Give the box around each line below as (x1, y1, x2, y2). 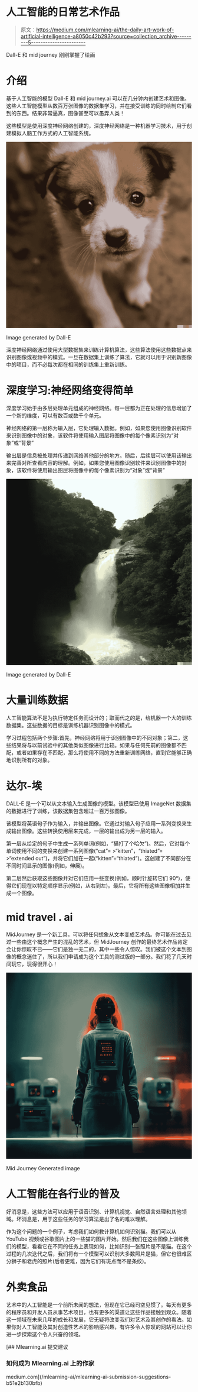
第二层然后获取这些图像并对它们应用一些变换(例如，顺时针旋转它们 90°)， (6, 875, 186, 882)
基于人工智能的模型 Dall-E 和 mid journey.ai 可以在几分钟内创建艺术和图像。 (6, 95, 190, 102)
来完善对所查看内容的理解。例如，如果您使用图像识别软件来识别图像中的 (6, 459, 181, 466)
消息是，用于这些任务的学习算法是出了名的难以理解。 (21, 1215, 151, 1222)
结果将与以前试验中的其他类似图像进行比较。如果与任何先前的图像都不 (11, 742, 181, 749)
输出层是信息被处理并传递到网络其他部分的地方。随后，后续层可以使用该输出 (6, 452, 192, 459)
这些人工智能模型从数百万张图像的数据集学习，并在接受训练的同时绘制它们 (6, 102, 187, 109)
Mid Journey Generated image (6, 1164, 81, 1171)
